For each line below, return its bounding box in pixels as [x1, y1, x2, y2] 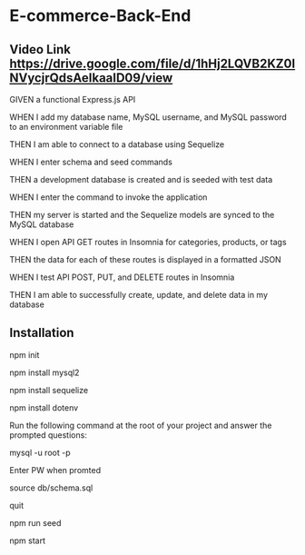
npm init [9, 349, 40, 360]
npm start [9, 535, 46, 546]
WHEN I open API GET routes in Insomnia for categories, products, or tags [9, 237, 288, 247]
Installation [9, 325, 74, 341]
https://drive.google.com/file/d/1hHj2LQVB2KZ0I [9, 55, 296, 71]
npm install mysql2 [9, 367, 80, 378]
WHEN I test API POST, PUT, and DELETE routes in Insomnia [9, 272, 235, 282]
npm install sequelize [9, 384, 89, 395]
